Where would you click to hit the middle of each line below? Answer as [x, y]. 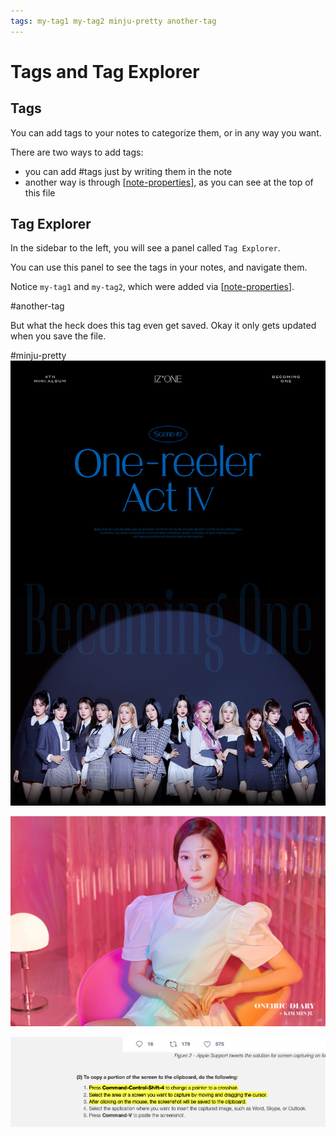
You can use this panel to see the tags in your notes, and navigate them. [159, 267]
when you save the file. [58, 336]
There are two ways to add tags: [77, 152]
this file [40, 192]
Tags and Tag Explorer [105, 71]
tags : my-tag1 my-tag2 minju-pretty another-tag [113, 21]
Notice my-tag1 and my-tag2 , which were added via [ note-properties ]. [152, 287]
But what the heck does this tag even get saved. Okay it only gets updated [163, 326]
